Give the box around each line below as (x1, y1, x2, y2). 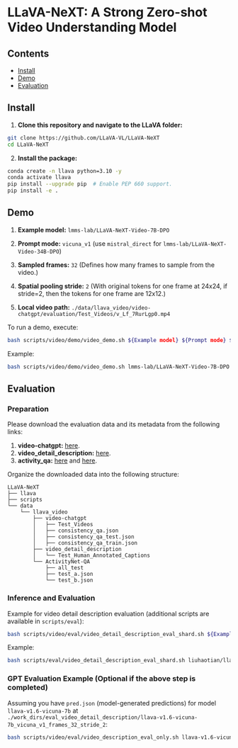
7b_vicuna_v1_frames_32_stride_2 (7, 721, 106, 728)
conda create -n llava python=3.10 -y (7, 167, 122, 174)
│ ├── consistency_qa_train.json (33, 540, 138, 547)
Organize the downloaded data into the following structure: (7, 470, 179, 479)
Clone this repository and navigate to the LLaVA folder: (17, 120, 183, 129)
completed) (7, 683, 48, 693)
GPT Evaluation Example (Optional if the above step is (7, 674, 196, 684)
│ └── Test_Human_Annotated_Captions (33, 552, 151, 560)
